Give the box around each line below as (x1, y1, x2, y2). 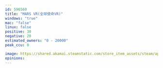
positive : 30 (5, 29, 32, 34)
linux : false (5, 25, 32, 30)
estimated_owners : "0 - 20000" (5, 38, 68, 43)
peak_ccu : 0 (5, 43, 29, 47)
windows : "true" (5, 16, 38, 21)
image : (5, 51, 18, 56)
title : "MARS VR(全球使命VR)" (5, 11, 63, 16)
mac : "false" (5, 20, 32, 25)
